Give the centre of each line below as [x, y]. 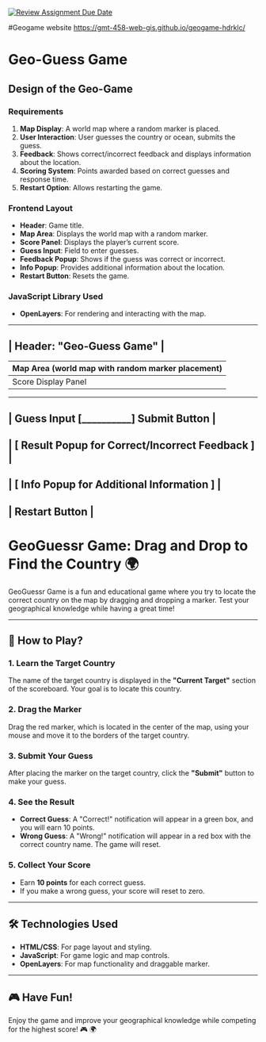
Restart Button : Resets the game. [74, 276]
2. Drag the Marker [45, 710]
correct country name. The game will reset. [90, 845]
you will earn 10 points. [57, 828]
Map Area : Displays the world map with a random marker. [114, 234]
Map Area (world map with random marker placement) [118, 369]
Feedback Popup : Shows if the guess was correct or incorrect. [122, 259]
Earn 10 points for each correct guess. [83, 882]
